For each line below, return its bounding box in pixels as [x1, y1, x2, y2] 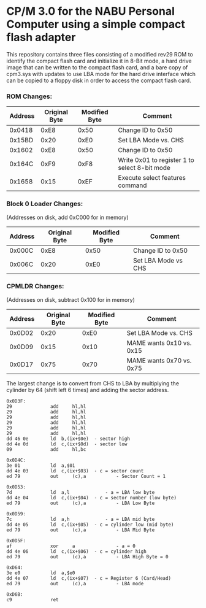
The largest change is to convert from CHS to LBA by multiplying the [6, 379, 180, 387]
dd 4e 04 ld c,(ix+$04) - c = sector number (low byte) [6, 494, 177, 501]
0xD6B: [6, 591, 23, 598]
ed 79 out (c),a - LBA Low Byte [6, 500, 155, 506]
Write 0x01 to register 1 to [118, 156, 194, 164]
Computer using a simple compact [6, 17, 186, 31]
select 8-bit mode [118, 164, 170, 172]
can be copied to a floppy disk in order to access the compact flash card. [6, 77, 191, 84]
